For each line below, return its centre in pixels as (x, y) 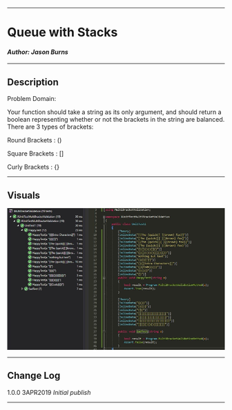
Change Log (34, 376)
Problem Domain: (32, 99)
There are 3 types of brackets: (50, 127)
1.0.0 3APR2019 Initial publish (49, 392)
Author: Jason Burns (38, 52)
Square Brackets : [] (36, 153)
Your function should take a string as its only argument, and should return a (114, 112)
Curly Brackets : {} (33, 167)
